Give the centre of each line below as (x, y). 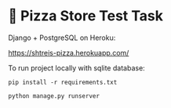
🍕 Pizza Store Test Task (85, 16)
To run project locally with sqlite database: (76, 68)
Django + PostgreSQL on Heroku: (62, 38)
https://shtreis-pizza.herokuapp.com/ (69, 52)
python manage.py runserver (54, 96)
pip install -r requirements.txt (63, 82)
